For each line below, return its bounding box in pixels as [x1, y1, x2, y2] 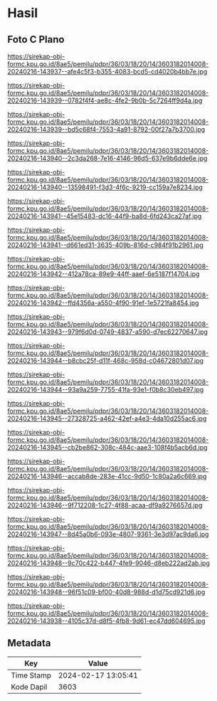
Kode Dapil [11, 682, 48, 692]
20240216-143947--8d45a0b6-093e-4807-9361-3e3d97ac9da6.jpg [7, 530, 209, 538]
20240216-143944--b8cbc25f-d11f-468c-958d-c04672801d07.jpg [7, 357, 204, 364]
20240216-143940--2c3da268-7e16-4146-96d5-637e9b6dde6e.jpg [7, 154, 208, 162]
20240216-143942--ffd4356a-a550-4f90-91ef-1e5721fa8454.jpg [7, 299, 199, 307]
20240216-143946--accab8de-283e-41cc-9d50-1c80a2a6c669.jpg [7, 472, 207, 480]
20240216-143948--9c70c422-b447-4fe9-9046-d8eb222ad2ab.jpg [7, 559, 210, 567]
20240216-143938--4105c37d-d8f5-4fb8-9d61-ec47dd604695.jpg [7, 617, 206, 625]
